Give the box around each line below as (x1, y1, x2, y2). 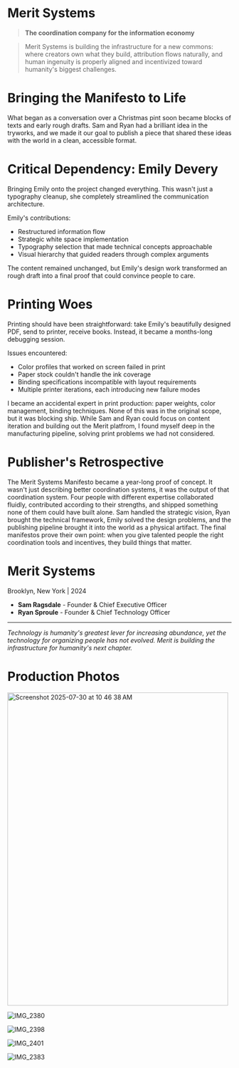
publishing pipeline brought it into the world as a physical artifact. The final (7, 523, 226, 532)
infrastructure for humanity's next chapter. (7, 643, 133, 652)
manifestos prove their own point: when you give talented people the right (7, 530, 224, 539)
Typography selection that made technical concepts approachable (17, 242, 213, 250)
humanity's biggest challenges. (24, 65, 117, 73)
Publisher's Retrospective (7, 454, 164, 470)
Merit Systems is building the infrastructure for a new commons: (24, 42, 213, 51)
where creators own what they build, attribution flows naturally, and (24, 50, 223, 58)
